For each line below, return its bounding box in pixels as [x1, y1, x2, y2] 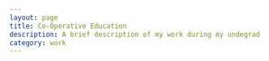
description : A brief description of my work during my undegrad [9, 30, 260, 39]
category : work [9, 38, 67, 48]
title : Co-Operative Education [9, 22, 127, 30]
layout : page [9, 13, 59, 22]
